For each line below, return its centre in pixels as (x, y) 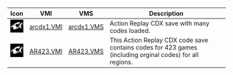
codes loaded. (130, 30)
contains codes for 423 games (154, 47)
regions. (121, 62)
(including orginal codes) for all (154, 55)
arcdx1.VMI (46, 27)
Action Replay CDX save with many (160, 23)
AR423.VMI (46, 51)
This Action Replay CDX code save (159, 40)
